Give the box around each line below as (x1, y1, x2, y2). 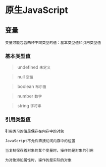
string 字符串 (17, 103, 42, 109)
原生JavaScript (5, 4, 68, 16)
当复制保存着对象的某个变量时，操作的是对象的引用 (5, 148, 94, 153)
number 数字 (17, 93, 42, 99)
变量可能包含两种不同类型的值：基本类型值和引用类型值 (5, 40, 102, 45)
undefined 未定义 (17, 64, 51, 70)
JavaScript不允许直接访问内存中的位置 (5, 138, 76, 143)
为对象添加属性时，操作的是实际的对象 (5, 158, 72, 163)
